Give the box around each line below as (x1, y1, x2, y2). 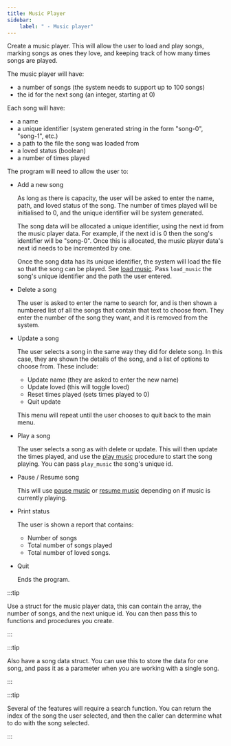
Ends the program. (16, 576, 70, 584)
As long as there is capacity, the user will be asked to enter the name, (16, 194, 214, 202)
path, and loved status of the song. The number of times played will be (16, 202, 218, 210)
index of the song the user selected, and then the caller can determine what (7, 711, 222, 720)
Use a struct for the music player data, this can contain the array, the (7, 602, 201, 611)
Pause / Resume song (16, 473, 79, 482)
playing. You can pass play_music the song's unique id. (16, 460, 173, 468)
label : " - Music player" (19, 23, 94, 30)
